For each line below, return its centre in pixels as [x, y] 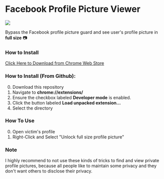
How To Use [20, 121]
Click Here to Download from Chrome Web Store [55, 63]
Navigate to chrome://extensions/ [48, 92]
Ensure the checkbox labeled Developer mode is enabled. [72, 97]
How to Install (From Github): [40, 76]
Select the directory [32, 108]
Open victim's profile [34, 131]
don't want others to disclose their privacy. [49, 171]
